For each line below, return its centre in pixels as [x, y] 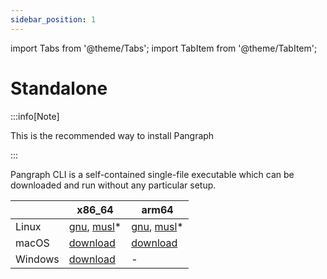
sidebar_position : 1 [53, 19]
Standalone [59, 88]
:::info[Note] [35, 116]
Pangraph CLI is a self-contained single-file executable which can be [152, 174]
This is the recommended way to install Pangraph [112, 135]
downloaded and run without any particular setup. [113, 185]
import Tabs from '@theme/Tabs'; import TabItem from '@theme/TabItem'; [164, 48]
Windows [37, 259]
